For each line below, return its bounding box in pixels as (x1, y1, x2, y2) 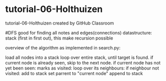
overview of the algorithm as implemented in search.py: (5, 44, 121, 50)
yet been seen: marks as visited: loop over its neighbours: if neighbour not (5, 65, 159, 71)
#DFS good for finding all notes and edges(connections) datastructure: (5, 29, 152, 35)
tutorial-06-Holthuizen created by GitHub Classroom (5, 20, 114, 26)
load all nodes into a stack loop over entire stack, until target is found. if (5, 54, 153, 60)
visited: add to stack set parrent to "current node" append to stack (5, 70, 143, 76)
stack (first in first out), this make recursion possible (5, 35, 113, 41)
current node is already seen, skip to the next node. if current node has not (5, 59, 161, 65)
